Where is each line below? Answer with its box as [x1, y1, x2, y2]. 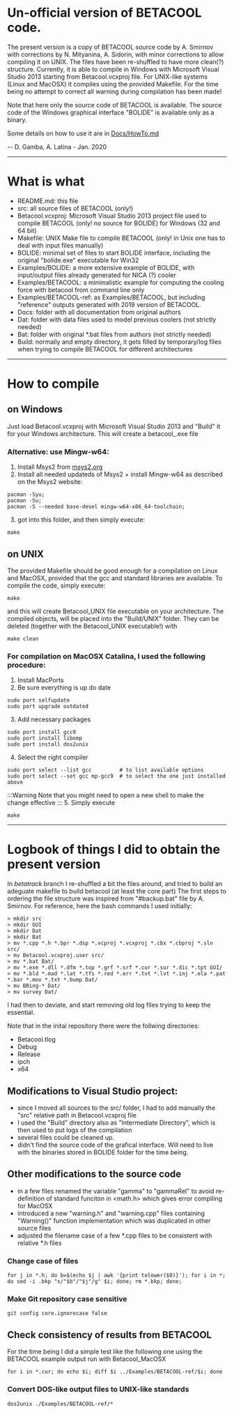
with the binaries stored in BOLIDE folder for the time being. [17, 1148, 189, 1157]
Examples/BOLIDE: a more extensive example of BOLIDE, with [17, 263, 195, 271]
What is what [7, 174, 85, 190]
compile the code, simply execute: [7, 581, 106, 589]
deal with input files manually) [17, 241, 104, 249]
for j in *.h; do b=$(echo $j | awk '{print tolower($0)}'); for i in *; [7, 1272, 226, 1279]
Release [17, 1050, 40, 1058]
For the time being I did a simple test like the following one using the [7, 1348, 203, 1356]
